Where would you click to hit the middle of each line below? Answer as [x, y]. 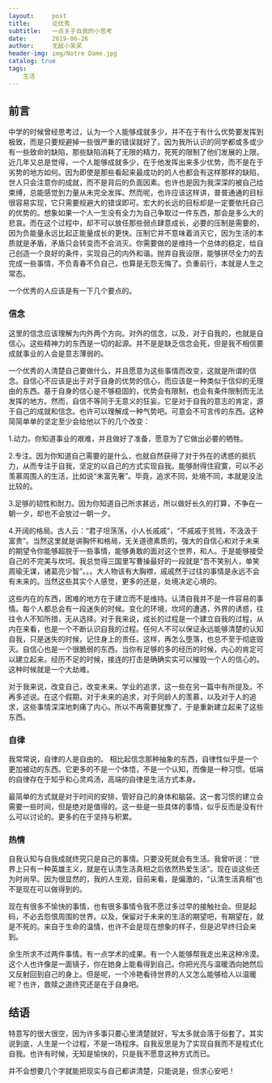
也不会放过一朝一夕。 [79, 513]
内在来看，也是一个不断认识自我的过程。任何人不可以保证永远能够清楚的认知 [136, 629]
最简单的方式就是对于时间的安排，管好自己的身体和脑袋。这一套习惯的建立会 [136, 797]
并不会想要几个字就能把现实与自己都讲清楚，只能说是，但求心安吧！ [122, 1071]
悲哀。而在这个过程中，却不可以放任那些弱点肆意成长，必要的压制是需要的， [136, 223]
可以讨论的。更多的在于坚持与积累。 [75, 817]
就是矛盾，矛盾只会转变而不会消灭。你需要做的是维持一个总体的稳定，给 [136, 243]
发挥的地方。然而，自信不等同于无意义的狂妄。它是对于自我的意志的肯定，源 [136, 401]
